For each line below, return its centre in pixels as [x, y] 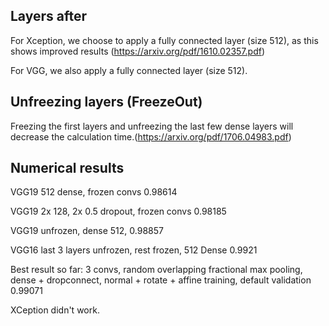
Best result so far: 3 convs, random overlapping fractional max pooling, [156, 270]
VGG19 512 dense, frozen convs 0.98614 [94, 192]
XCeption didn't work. [55, 310]
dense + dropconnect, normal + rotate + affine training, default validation [161, 280]
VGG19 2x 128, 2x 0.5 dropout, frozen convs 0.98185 [118, 211]
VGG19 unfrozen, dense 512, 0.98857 [87, 231]
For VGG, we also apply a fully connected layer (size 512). [129, 70]
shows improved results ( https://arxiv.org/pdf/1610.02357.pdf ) [138, 51]
